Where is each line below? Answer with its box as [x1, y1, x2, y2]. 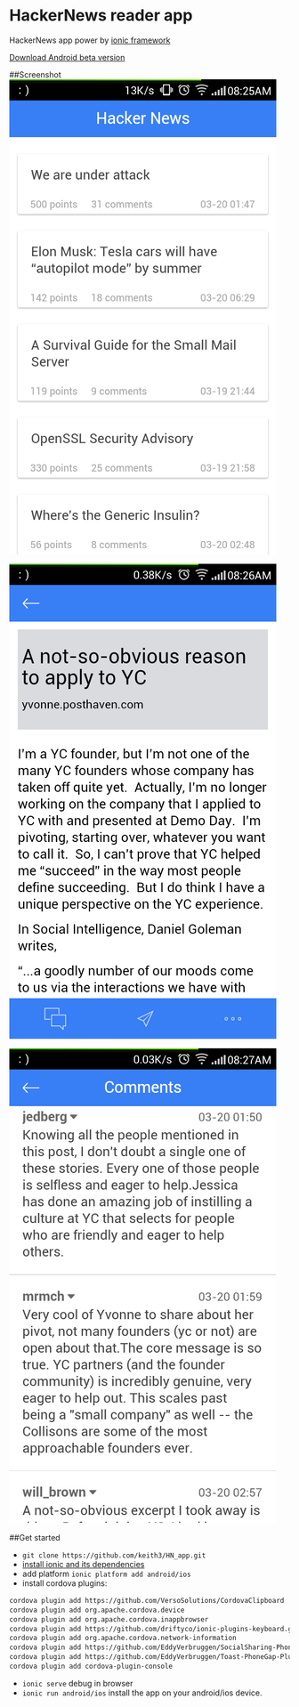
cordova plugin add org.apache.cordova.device [9, 1606, 185, 1614]
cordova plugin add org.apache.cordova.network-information [9, 1634, 238, 1643]
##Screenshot [9, 69, 61, 80]
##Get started [9, 1532, 61, 1542]
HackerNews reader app [9, 5, 193, 26]
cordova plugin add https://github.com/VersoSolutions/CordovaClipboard [9, 1596, 285, 1605]
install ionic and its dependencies [21, 1558, 145, 1569]
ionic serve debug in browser [21, 1678, 133, 1688]
